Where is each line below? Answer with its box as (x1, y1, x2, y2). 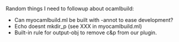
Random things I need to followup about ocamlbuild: (5, 5, 134, 12)
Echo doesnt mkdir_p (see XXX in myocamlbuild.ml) (14, 23, 142, 30)
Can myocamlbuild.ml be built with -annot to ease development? (14, 17, 174, 23)
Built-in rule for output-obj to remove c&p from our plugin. (14, 29, 157, 36)
